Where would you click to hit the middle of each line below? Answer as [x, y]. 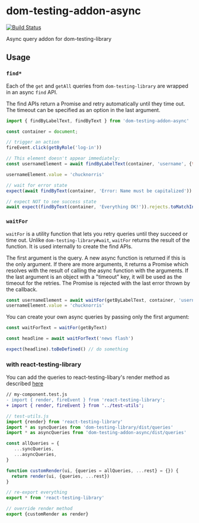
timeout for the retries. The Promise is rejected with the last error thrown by [98, 283]
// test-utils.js [28, 416]
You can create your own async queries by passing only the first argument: [98, 317]
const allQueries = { [33, 444]
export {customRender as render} [47, 514]
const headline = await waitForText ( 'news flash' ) [70, 339]
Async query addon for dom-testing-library [59, 39]
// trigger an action [33, 142]
